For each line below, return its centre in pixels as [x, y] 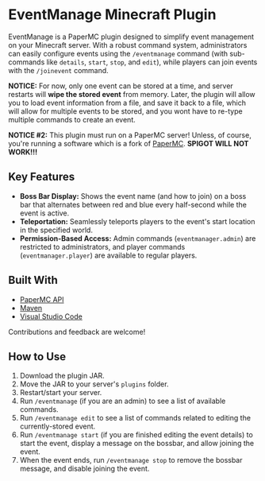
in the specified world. [56, 230]
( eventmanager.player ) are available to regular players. [108, 255]
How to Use [37, 357]
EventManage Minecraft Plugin [112, 15]
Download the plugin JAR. [62, 376]
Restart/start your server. [61, 393]
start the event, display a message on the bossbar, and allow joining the [137, 444]
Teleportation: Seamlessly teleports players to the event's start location [137, 221]
